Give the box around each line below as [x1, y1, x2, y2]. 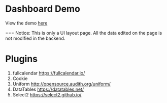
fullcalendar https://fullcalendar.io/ [12, 70, 85, 76]
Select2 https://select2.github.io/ [12, 91, 82, 97]
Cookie [12, 75, 28, 82]
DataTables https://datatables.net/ [12, 86, 84, 92]
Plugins [5, 53, 38, 65]
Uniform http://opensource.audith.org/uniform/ [12, 81, 111, 87]
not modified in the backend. [5, 35, 65, 41]
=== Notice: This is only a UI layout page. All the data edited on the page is [5, 30, 162, 36]
